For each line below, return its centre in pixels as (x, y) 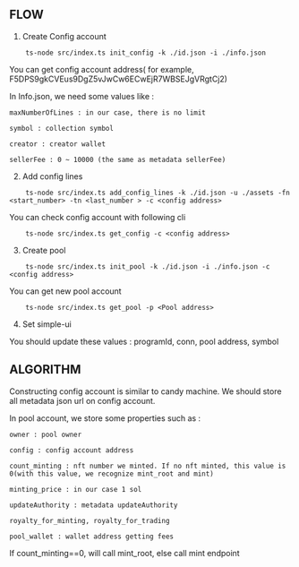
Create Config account (64, 36)
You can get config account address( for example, (102, 69)
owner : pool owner (46, 434)
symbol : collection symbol (62, 128)
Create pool (44, 250)
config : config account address (72, 450)
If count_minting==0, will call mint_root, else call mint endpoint (124, 553)
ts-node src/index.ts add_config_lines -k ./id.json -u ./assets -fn (158, 193)
